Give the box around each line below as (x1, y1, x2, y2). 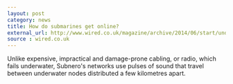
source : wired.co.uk (7, 36, 70, 43)
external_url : (7, 29, 49, 36)
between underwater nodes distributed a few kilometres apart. (7, 70, 186, 78)
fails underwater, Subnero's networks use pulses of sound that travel (7, 62, 205, 70)
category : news (7, 17, 51, 23)
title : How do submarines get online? (7, 23, 119, 30)
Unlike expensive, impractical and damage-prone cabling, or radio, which (7, 54, 217, 63)
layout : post (7, 10, 45, 17)
